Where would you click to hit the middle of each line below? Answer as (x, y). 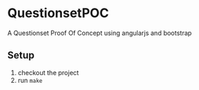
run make (30, 80)
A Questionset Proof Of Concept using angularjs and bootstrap (100, 33)
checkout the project (48, 72)
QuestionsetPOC (58, 13)
